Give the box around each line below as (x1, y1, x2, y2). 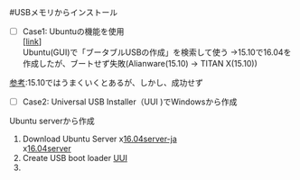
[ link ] (22, 36, 42, 47)
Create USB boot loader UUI (22, 153, 128, 164)
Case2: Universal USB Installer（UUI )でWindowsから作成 (22, 96, 238, 107)
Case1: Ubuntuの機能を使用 (22, 26, 125, 37)
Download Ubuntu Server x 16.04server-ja (22, 133, 178, 145)
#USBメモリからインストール (9, 7, 118, 17)
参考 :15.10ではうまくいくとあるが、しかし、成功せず (9, 77, 203, 88)
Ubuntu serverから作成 (9, 115, 95, 127)
